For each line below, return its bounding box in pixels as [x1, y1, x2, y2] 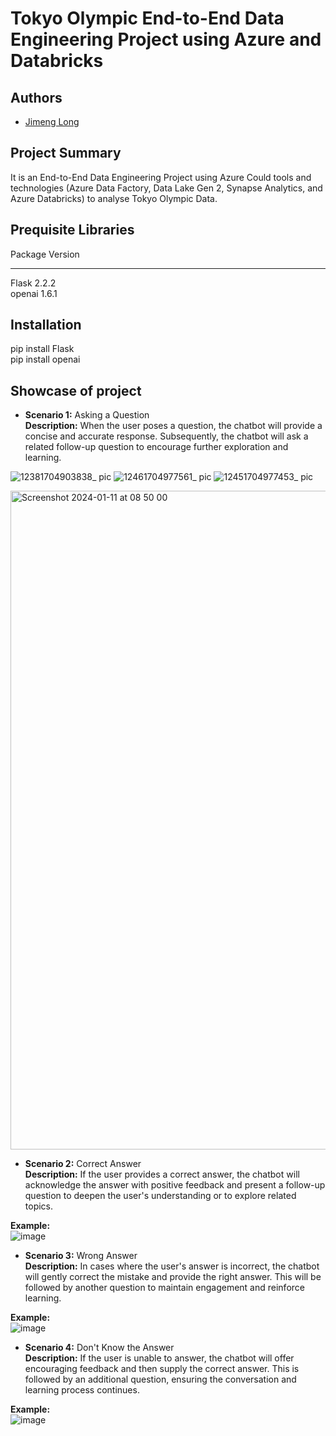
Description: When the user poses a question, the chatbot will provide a [24, 420, 323, 432]
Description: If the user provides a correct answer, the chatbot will [24, 1168, 300, 1181]
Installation [10, 317, 82, 334]
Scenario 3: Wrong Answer [24, 1250, 138, 1262]
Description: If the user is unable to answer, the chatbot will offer [24, 1352, 295, 1364]
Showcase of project [10, 382, 142, 399]
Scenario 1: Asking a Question [24, 409, 150, 421]
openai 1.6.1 [10, 287, 58, 299]
